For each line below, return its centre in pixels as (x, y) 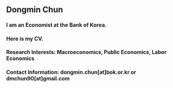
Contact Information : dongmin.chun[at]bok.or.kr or (71, 72)
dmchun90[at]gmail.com (38, 78)
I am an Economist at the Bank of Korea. (56, 25)
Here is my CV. (25, 39)
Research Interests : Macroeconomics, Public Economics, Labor (86, 52)
